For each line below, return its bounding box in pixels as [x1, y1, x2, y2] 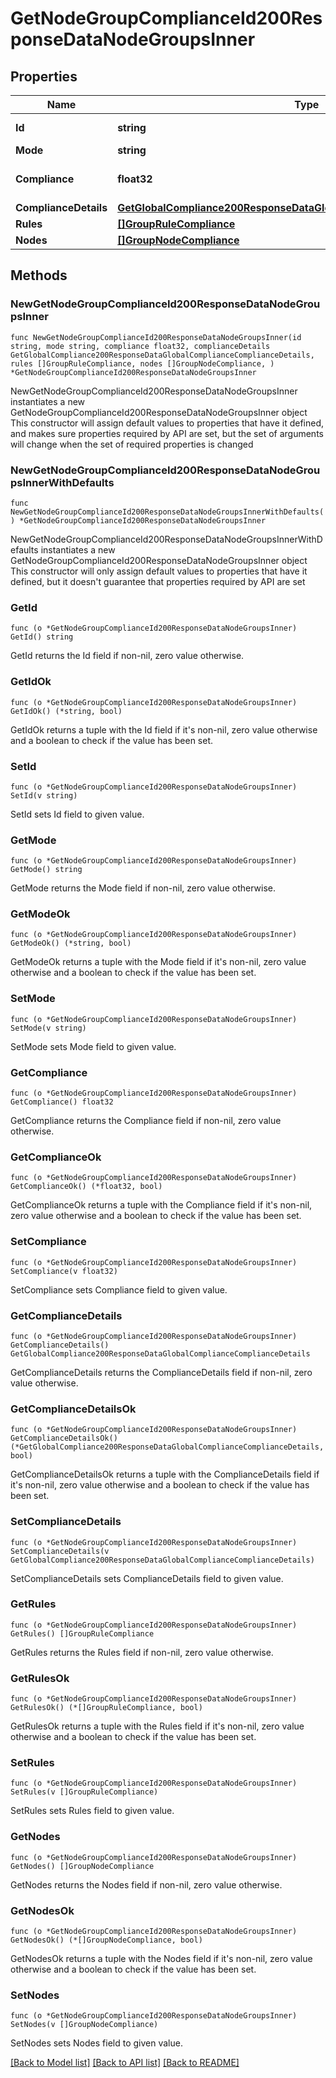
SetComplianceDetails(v [10, 1546, 110, 1556]
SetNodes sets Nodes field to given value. [10, 2037, 183, 2049]
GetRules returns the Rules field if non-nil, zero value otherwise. [10, 1646, 274, 1658]
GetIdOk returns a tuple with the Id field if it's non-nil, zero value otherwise [10, 723, 318, 736]
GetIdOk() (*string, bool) [10, 706, 123, 716]
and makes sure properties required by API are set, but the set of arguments [10, 427, 324, 439]
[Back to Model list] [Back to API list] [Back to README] [10, 2057, 240, 2069]
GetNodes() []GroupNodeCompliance [10, 1861, 155, 1871]
